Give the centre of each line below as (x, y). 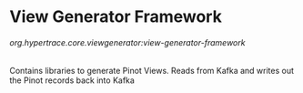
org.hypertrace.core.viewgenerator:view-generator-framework (127, 42)
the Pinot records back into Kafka (72, 80)
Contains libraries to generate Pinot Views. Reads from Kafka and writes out (151, 71)
